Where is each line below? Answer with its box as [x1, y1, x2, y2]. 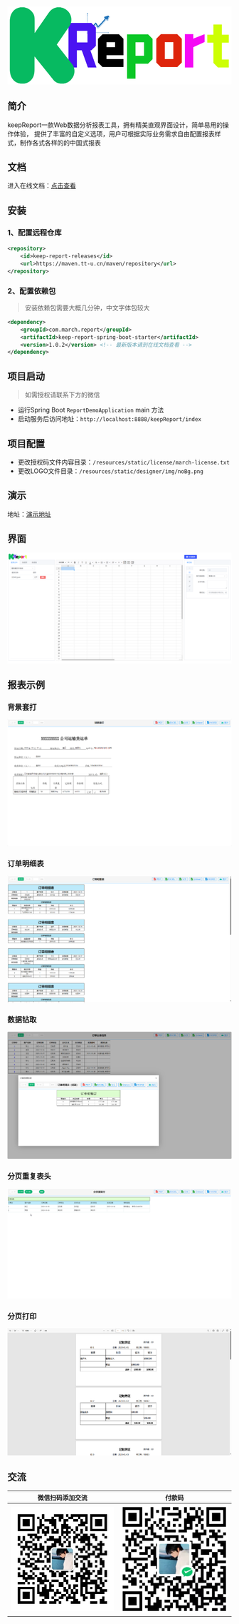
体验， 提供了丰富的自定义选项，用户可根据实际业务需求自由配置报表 [13, 129, 215, 138]
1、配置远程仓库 [7, 228, 62, 238]
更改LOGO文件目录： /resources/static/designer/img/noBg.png [17, 467, 204, 475]
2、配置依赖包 [7, 285, 56, 295]
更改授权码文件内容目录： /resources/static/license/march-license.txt [17, 457, 230, 466]
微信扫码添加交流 [37, 1493, 87, 1501]
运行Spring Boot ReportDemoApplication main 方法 [17, 406, 164, 415]
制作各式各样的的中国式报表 [19, 138, 101, 147]
